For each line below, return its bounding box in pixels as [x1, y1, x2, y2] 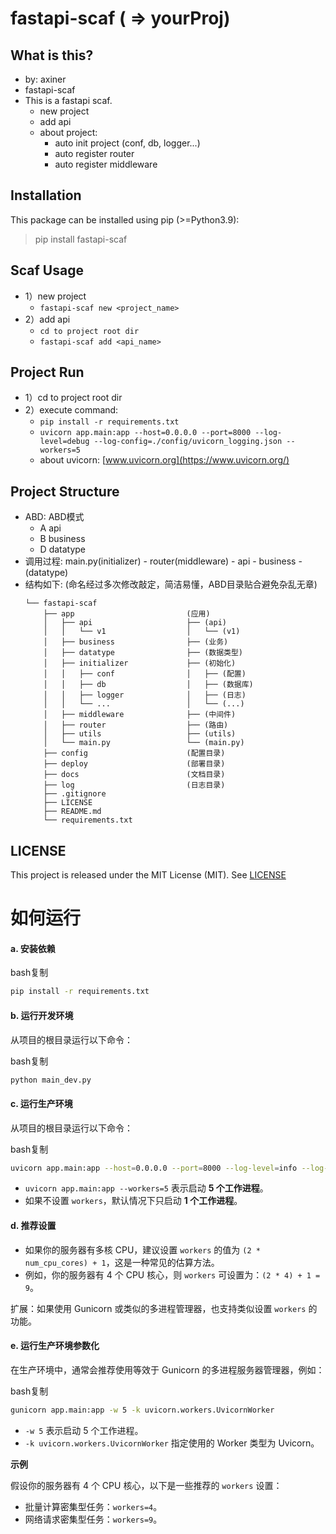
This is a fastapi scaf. [24, 95, 113, 106]
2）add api [24, 313, 71, 325]
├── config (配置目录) [43, 748, 226, 759]
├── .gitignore [43, 789, 107, 799]
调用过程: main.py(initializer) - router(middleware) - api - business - [24, 555, 303, 567]
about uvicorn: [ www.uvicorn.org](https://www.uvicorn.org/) [39, 454, 290, 466]
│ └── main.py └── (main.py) [43, 738, 245, 748]
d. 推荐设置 [10, 1220, 57, 1232]
